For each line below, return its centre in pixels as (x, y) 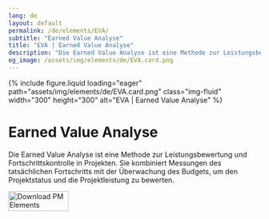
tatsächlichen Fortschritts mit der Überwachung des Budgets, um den (123, 171)
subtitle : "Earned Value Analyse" (66, 38)
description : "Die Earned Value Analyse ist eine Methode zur (114, 53)
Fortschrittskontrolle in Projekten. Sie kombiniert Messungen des (115, 163)
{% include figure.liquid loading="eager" (75, 83)
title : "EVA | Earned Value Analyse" (71, 46)
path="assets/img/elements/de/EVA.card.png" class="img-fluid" (115, 91)
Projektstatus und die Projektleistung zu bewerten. (91, 180)
